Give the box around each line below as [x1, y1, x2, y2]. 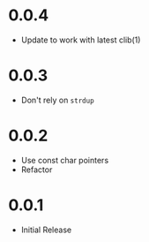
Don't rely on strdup [20, 95, 94, 105]
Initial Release [20, 224, 72, 235]
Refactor [20, 164, 53, 175]
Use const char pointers [20, 155, 109, 165]
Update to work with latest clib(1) [20, 34, 141, 45]
